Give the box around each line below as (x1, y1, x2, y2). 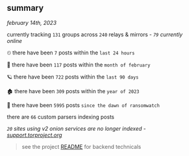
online (7, 37, 22, 44)
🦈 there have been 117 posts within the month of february (7, 61, 150, 68)
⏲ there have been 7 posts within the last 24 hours (7, 49, 135, 56)
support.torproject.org (7, 131, 62, 138)
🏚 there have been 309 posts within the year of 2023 (7, 87, 139, 94)
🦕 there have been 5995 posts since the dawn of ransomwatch (7, 101, 160, 109)
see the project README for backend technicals (21, 143, 141, 150)
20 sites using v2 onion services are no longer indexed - (7, 125, 146, 132)
